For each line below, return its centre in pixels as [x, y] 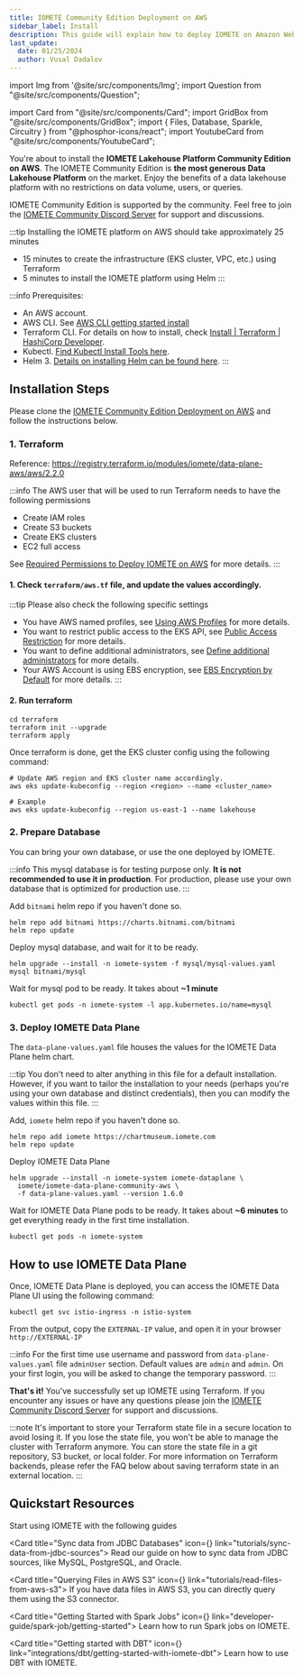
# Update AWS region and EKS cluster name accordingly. [116, 778]
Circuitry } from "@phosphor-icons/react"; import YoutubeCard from [137, 131]
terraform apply [40, 735]
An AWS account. [55, 313]
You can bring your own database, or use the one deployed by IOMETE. [142, 851]
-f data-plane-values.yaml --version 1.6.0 [100, 1194]
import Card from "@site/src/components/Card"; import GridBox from [139, 112]
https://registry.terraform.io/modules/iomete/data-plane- [157, 464]
